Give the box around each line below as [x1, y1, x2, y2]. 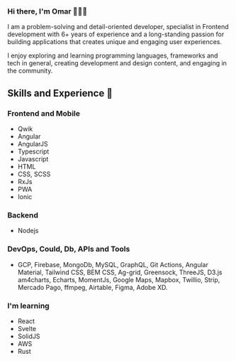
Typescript [17, 147, 50, 156]
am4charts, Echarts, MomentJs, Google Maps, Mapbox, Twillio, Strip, [17, 275, 220, 284]
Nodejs [17, 227, 39, 235]
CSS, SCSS [17, 170, 51, 178]
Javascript [17, 154, 49, 163]
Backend [7, 210, 39, 220]
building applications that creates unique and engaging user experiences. [7, 38, 222, 46]
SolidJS [17, 332, 40, 340]
